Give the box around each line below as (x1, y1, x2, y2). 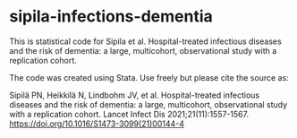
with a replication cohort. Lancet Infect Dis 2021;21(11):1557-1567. (9, 108, 249, 119)
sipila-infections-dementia (9, 6, 213, 27)
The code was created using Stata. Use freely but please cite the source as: (9, 72, 289, 82)
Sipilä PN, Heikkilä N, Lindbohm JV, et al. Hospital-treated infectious (9, 90, 260, 100)
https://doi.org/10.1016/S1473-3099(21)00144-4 (9, 118, 185, 129)
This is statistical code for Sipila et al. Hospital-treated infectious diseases (9, 36, 282, 47)
